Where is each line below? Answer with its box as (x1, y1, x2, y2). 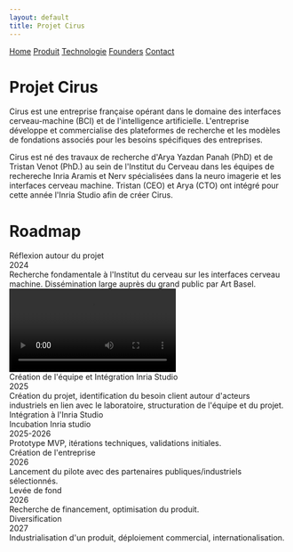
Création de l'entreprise (9, 447, 96, 459)
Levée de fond (9, 485, 62, 496)
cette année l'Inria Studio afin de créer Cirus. (9, 190, 173, 200)
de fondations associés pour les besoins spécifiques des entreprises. (9, 134, 264, 145)
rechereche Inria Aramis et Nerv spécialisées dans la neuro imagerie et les (9, 171, 281, 182)
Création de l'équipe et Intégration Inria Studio (9, 371, 178, 383)
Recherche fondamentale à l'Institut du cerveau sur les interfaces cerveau (9, 269, 281, 280)
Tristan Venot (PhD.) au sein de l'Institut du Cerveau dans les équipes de (9, 161, 275, 172)
